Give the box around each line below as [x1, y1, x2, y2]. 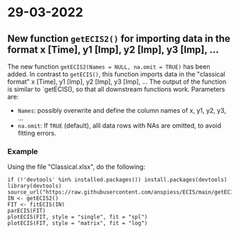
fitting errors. [17, 129, 57, 137]
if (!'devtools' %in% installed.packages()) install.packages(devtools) [7, 177, 228, 184]
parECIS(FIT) [7, 207, 46, 215]
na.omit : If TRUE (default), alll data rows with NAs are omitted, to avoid [17, 121, 222, 130]
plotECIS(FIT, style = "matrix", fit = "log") [7, 220, 148, 227]
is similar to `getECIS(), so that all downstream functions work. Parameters [7, 85, 225, 93]
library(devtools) [7, 182, 62, 190]
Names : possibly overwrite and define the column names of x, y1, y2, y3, [17, 106, 226, 114]
